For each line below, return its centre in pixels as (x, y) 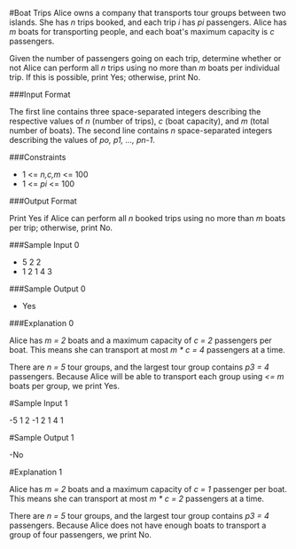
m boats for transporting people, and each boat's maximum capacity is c (142, 32)
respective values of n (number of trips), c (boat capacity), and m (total (139, 121)
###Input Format (40, 94)
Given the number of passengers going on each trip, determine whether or (145, 58)
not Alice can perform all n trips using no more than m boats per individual (145, 68)
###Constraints (38, 157)
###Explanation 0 (42, 323)
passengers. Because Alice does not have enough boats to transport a (138, 525)
